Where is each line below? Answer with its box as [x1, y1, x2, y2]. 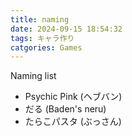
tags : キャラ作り [10, 33, 75, 43]
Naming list [10, 70, 57, 82]
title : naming [10, 14, 70, 25]
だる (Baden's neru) [24, 103, 107, 115]
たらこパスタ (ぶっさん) [24, 116, 122, 128]
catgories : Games [10, 42, 83, 53]
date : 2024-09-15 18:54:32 [10, 24, 123, 34]
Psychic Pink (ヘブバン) [24, 91, 123, 103]
